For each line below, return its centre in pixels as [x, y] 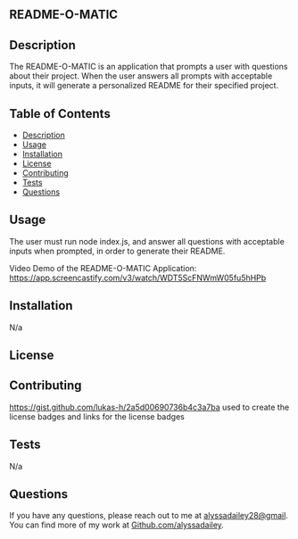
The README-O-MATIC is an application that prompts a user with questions [149, 67]
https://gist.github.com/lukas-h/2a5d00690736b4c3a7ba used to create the [149, 407]
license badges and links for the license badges [97, 416]
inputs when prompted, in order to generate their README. [117, 251]
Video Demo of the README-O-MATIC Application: [103, 268]
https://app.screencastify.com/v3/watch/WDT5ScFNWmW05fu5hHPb [138, 278]
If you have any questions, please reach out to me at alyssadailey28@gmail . [149, 516]
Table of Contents [60, 114]
